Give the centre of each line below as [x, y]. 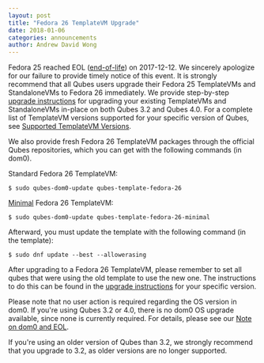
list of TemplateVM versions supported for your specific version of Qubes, [129, 118]
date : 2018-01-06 [37, 30]
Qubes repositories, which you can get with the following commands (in [125, 150]
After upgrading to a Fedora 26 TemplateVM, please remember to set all [125, 270]
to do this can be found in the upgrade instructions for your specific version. [132, 286]
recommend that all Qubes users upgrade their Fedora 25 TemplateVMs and [132, 85]
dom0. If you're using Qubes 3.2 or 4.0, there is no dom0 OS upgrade [121, 310]
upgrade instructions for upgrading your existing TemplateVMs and [117, 101]
